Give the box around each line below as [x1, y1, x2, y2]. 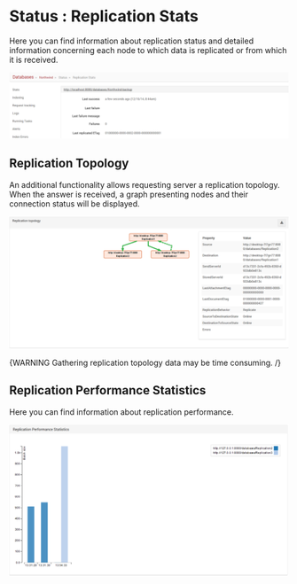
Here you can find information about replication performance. [9, 406, 234, 417]
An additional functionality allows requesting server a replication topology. [9, 179, 281, 190]
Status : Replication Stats [9, 6, 199, 27]
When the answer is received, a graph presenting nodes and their [9, 189, 248, 199]
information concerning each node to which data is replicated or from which [9, 44, 287, 55]
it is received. [9, 54, 59, 65]
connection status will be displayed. [9, 198, 140, 209]
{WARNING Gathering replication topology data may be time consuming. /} [9, 357, 282, 369]
